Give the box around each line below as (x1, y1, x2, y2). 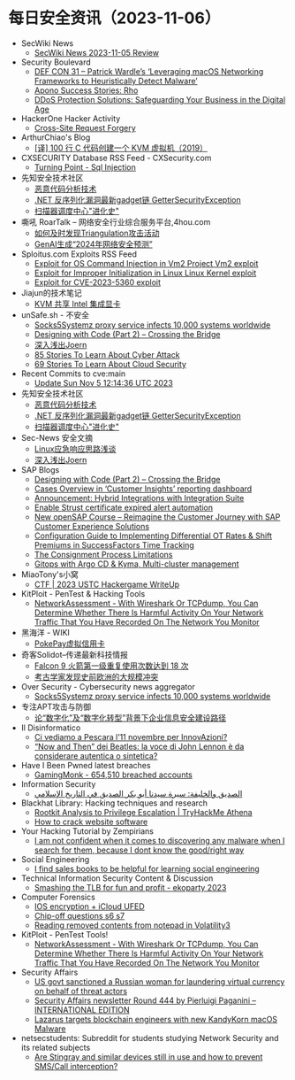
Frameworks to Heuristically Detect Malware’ (34, 75, 198, 86)
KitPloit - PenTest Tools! (20, 929, 109, 939)
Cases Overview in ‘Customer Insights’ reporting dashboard (34, 483, 253, 494)
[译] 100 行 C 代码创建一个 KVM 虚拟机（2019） (34, 143, 208, 153)
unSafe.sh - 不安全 (20, 309, 90, 320)
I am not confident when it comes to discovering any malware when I (34, 835, 285, 845)
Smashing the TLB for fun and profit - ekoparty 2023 (34, 882, 227, 892)
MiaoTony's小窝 (20, 568, 79, 580)
